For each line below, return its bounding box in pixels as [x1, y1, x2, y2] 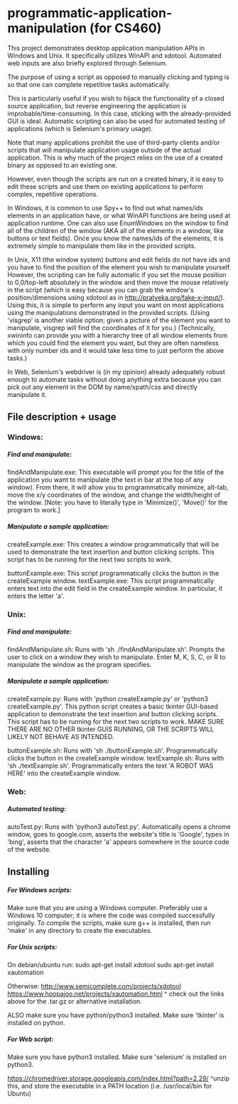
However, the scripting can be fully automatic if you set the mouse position [7, 270, 227, 279]
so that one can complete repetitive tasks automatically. [7, 80, 171, 88]
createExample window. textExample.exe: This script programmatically [7, 577, 215, 585]
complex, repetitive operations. [7, 190, 98, 198]
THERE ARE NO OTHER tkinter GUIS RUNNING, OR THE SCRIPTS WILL [7, 725, 215, 733]
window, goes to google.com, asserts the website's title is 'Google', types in [7, 830, 229, 838]
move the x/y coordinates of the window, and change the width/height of [7, 490, 221, 500]
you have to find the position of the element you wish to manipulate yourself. [7, 262, 232, 272]
